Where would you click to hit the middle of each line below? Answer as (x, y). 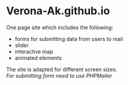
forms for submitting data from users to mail (69, 39)
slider (21, 45)
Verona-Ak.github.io (58, 11)
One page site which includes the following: (60, 27)
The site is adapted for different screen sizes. (62, 69)
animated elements (38, 58)
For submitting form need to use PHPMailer (59, 75)
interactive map (34, 51)
